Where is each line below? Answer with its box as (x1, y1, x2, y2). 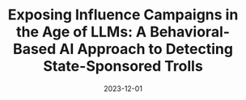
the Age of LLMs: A (15, 23, 147, 41)
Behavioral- (150, 23, 231, 41)
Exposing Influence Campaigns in (7, 6, 239, 24)
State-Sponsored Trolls (43, 57, 203, 76)
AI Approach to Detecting (59, 40, 234, 58)
